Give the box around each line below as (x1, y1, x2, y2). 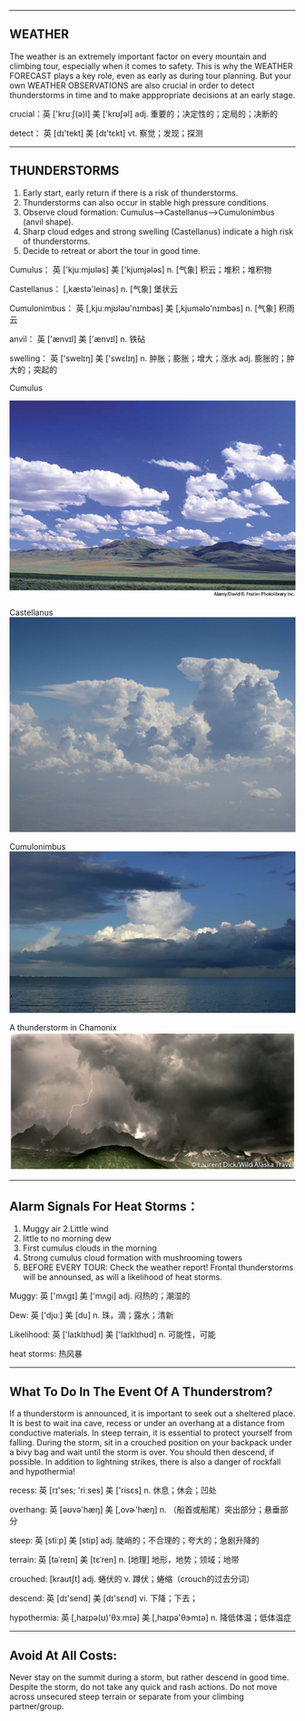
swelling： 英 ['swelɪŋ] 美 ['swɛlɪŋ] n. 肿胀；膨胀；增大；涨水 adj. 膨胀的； (9, 352, 288, 364)
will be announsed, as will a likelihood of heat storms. (22, 1272, 222, 1283)
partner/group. (9, 1701, 64, 1712)
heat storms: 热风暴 (9, 1348, 84, 1360)
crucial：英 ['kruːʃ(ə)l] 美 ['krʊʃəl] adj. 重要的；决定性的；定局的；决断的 (9, 108, 279, 119)
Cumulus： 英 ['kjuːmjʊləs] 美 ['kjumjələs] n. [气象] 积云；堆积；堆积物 (9, 264, 272, 275)
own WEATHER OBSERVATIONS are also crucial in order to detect (9, 79, 255, 91)
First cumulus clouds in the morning (22, 1243, 157, 1253)
